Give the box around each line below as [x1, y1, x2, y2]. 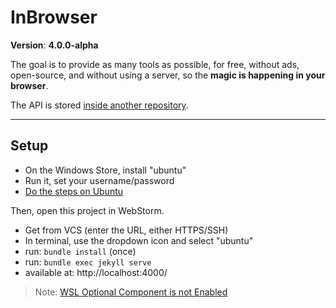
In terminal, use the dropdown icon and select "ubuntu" [24, 234, 254, 246]
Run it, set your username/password [24, 174, 175, 186]
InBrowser [10, 6, 98, 29]
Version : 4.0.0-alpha [10, 39, 99, 51]
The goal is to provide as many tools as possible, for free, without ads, [10, 58, 300, 70]
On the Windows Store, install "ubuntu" [24, 164, 187, 176]
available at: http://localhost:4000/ [24, 266, 168, 278]
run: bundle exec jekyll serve [24, 256, 152, 268]
